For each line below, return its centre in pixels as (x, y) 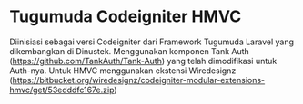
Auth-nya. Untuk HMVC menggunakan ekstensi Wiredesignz (123, 71)
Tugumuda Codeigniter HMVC (126, 17)
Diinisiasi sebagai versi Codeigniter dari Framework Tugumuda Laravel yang (151, 42)
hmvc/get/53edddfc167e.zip (62, 90)
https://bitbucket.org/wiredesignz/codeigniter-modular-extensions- (139, 80)
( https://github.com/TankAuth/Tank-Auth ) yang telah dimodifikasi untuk (143, 61)
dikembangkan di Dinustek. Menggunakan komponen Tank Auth (130, 51)
